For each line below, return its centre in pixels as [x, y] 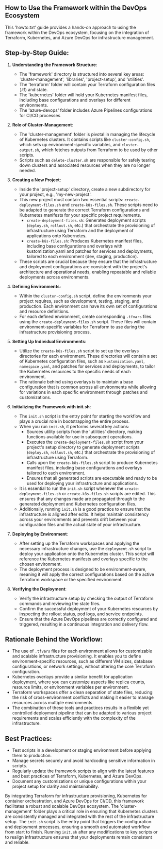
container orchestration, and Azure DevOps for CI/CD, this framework [74, 801]
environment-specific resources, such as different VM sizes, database [82, 661]
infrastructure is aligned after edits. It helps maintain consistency [84, 514]
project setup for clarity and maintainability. [56, 786]
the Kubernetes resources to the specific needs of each [75, 371]
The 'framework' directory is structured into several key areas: [82, 74]
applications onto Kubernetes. [57, 236]
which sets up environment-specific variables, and [70, 144]
